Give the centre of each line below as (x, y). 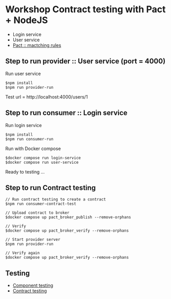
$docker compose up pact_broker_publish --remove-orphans (68, 217)
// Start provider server (33, 240)
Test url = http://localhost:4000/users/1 (47, 97)
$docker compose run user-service (42, 162)
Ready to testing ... (25, 171)
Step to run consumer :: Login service (66, 113)
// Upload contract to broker (38, 213)
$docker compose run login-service (43, 158)
